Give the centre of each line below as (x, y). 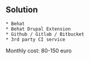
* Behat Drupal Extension (38, 29)
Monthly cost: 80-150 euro (39, 50)
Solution (22, 10)
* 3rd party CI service (36, 39)
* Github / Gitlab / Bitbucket (45, 34)
